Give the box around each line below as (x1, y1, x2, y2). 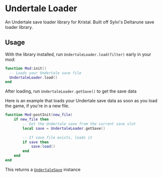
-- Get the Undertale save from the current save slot (22, 121, 136, 126)
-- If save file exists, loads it (22, 135, 92, 140)
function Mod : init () (5, 66, 47, 71)
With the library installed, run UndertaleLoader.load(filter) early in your (5, 51, 151, 57)
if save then (22, 139, 49, 144)
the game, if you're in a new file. (5, 103, 70, 109)
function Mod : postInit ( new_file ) (5, 113, 73, 118)
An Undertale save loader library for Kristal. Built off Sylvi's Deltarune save (5, 19, 155, 25)
